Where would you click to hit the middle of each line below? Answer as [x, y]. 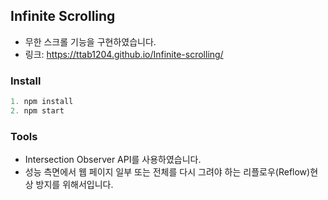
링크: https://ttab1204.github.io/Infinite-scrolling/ [124, 54]
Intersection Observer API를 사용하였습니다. [113, 160]
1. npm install [42, 102]
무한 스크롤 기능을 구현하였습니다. [90, 41]
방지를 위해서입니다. [74, 185]
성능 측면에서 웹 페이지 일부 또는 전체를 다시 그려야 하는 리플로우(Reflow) [167, 172]
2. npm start [37, 110]
